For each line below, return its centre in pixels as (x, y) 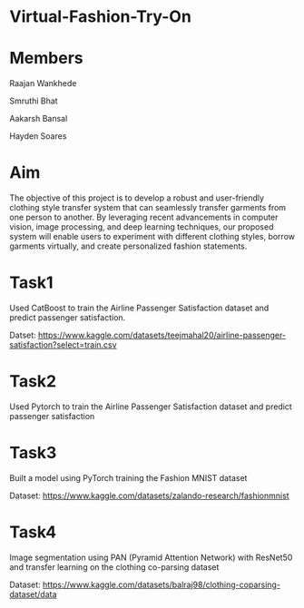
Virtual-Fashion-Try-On (101, 17)
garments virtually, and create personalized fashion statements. (128, 246)
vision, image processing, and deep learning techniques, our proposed (142, 227)
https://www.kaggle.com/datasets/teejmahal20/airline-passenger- (162, 335)
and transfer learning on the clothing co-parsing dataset (114, 567)
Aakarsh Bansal (39, 119)
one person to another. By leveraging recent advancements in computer (144, 217)
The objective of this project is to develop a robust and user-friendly (137, 198)
